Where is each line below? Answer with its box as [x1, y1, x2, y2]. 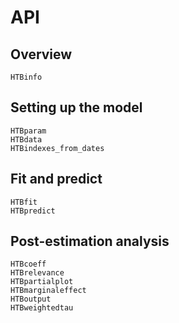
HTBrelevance [10, 268, 65, 278]
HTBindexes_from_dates [10, 143, 105, 153]
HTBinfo [10, 72, 43, 82]
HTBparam [10, 126, 47, 136]
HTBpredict [10, 206, 56, 216]
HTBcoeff [10, 259, 47, 270]
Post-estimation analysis [10, 233, 170, 250]
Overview [10, 46, 73, 63]
